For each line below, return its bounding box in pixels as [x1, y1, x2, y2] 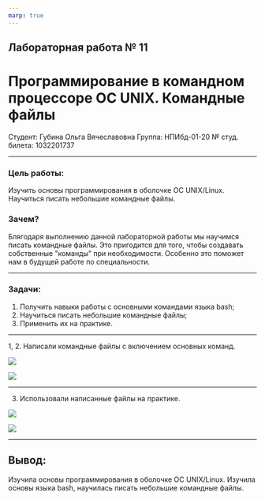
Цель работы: [8, 167, 65, 179]
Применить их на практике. [19, 318, 113, 328]
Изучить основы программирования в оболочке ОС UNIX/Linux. [8, 186, 225, 195]
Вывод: [8, 453, 47, 467]
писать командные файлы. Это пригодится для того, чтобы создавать [8, 240, 244, 250]
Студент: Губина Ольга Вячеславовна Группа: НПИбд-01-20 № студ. [8, 132, 239, 141]
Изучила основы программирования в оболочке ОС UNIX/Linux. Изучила [8, 475, 256, 484]
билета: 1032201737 [8, 140, 75, 150]
